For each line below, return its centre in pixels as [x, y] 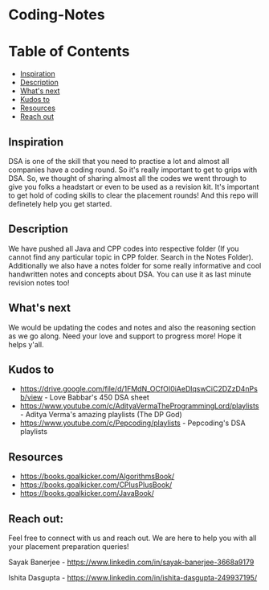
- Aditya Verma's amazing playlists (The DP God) [101, 415]
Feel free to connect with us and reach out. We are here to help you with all [132, 538]
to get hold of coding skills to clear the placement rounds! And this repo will [133, 195]
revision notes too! [39, 282]
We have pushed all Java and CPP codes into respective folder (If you [124, 248]
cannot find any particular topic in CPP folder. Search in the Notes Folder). [131, 257]
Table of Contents [69, 52]
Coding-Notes [57, 15]
